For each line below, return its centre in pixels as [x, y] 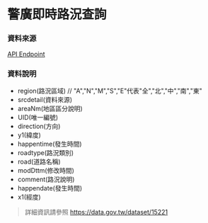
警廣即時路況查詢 [57, 15]
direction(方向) [39, 126]
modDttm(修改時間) [46, 170]
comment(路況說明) [46, 179]
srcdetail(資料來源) [45, 99]
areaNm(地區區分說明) [50, 108]
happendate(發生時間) [50, 188]
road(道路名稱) [39, 161]
